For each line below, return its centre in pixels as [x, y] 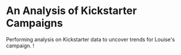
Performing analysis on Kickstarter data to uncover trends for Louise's [90, 39]
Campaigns [34, 23]
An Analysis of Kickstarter [72, 11]
